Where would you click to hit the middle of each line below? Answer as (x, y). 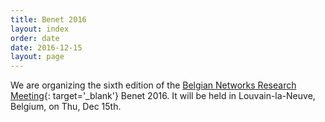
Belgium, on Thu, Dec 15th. (66, 107)
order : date (35, 38)
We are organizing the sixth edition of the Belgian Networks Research (153, 85)
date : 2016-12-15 (46, 47)
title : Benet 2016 (48, 19)
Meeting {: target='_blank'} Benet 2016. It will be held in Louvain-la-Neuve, (163, 96)
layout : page (37, 57)
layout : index (40, 29)
